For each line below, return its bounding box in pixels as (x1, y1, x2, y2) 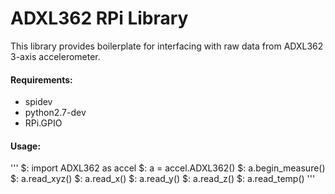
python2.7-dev (24, 107, 87, 119)
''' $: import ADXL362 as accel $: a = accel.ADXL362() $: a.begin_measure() (10, 162, 326, 174)
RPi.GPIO (24, 117, 63, 129)
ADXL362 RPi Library (10, 7, 189, 30)
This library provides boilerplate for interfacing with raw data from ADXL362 (10, 40, 324, 52)
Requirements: (10, 73, 73, 86)
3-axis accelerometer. (10, 50, 101, 62)
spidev (24, 96, 53, 108)
